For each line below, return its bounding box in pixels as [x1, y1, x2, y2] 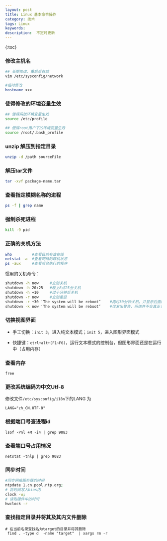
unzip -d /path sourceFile [5, 154, 61, 160]
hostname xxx [5, 87, 32, 92]
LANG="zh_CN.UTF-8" [5, 406, 46, 411]
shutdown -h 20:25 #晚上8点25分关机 [5, 285, 81, 291]
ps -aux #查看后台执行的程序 [5, 261, 68, 266]
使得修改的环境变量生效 [5, 100, 61, 107]
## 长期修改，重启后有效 [5, 69, 49, 74]
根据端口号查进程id [5, 418, 51, 425]
